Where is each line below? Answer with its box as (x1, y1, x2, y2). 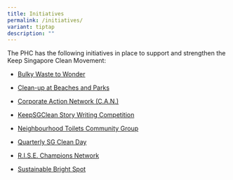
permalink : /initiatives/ (7, 17, 83, 24)
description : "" (7, 29, 55, 37)
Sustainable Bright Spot (17, 165, 86, 174)
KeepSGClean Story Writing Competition (17, 111, 135, 119)
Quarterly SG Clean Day (17, 138, 87, 146)
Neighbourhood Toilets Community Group (17, 124, 139, 133)
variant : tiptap (7, 23, 55, 30)
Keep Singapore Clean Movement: (7, 57, 107, 65)
